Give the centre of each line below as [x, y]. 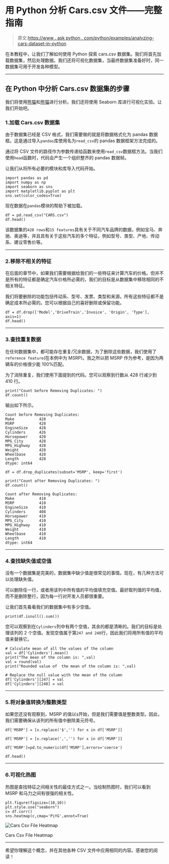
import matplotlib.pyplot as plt [40, 191]
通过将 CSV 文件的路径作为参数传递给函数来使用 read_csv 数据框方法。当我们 [84, 151]
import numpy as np [26, 183]
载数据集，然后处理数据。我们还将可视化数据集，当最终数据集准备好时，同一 [84, 60]
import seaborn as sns [29, 187]
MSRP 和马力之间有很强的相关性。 [41, 793]
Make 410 [26, 498]
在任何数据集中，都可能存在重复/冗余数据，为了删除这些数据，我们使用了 [81, 352]
